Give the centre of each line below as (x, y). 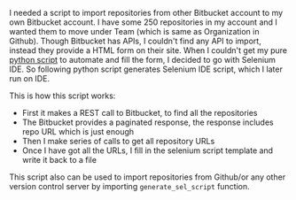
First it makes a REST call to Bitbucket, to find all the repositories (140, 113)
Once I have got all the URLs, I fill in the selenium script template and (147, 150)
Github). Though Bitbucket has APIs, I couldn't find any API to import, (135, 41)
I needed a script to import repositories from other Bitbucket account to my (146, 13)
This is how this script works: (62, 96)
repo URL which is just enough (78, 131)
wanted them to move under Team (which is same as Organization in (134, 31)
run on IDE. (30, 78)
